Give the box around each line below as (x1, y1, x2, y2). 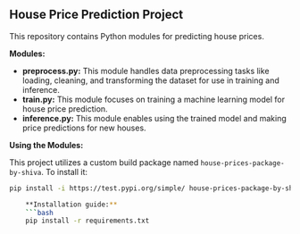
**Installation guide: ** (25, 200, 118, 209)
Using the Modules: (9, 139, 84, 150)
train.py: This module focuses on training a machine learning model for (21, 94, 286, 104)
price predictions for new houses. (21, 122, 146, 133)
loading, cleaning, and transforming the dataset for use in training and (21, 75, 279, 86)
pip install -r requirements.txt (25, 216, 150, 226)
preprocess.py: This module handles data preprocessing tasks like (21, 65, 270, 76)
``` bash (25, 208, 54, 217)
